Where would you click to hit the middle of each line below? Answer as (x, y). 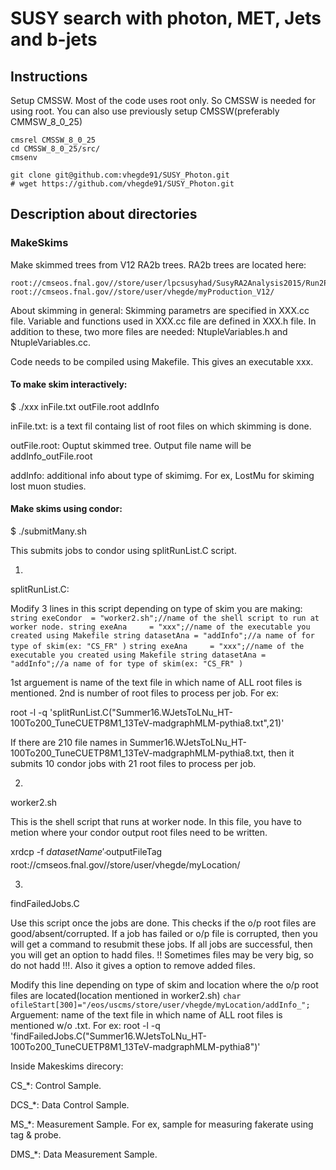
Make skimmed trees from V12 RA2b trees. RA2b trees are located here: (158, 264)
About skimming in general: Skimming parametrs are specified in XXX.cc (160, 310)
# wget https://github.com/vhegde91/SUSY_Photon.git (122, 184)
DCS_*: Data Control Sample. (70, 1104)
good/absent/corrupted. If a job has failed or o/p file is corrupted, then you (164, 933)
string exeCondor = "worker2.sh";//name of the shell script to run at (165, 618)
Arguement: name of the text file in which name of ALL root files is (146, 1014)
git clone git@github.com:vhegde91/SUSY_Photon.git (120, 175)
